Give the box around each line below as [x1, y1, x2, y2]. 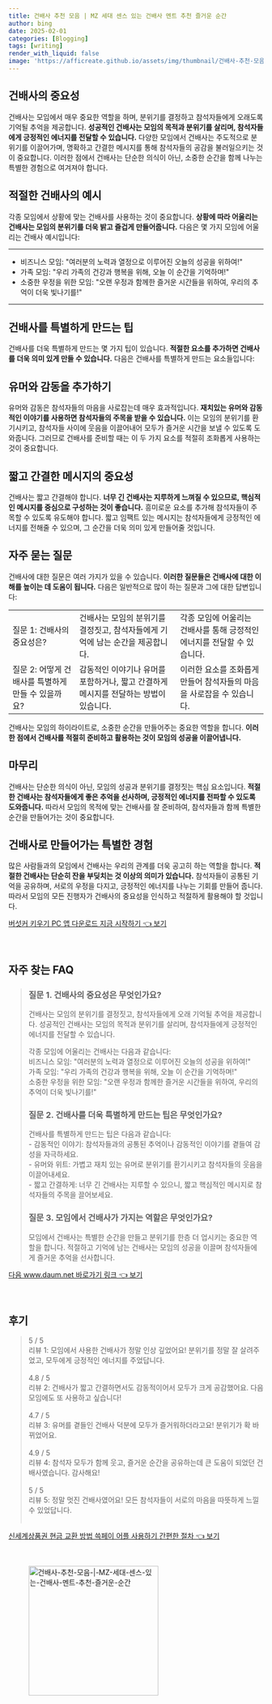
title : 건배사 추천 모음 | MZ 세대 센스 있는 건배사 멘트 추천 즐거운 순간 [8, 11, 227, 20]
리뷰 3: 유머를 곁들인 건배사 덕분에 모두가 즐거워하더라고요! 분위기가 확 [28, 1421, 251, 1430]
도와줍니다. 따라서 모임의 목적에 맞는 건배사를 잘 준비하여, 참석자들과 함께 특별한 [8, 802, 261, 812]
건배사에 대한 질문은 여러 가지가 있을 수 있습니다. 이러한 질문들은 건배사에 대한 [8, 572, 253, 581]
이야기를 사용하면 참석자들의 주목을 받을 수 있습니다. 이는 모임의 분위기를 [23, 413, 251, 423]
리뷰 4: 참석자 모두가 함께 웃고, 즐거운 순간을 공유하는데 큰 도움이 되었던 [28, 1458, 255, 1468]
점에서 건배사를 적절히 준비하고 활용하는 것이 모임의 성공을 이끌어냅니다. [16, 732, 241, 742]
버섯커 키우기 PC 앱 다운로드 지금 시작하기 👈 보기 [8, 918, 168, 928]
